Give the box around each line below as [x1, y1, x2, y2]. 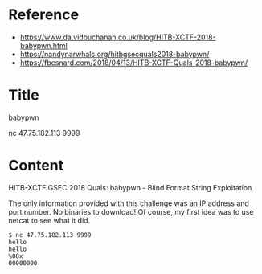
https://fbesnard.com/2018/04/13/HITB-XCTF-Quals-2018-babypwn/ [19, 58, 248, 67]
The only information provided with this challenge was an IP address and [8, 198, 249, 208]
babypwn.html [19, 40, 68, 50]
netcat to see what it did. [8, 215, 91, 225]
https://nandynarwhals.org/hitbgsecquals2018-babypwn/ [19, 49, 210, 59]
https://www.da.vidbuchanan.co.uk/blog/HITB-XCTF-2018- [19, 32, 216, 42]
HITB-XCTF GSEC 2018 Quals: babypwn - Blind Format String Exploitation [8, 182, 252, 192]
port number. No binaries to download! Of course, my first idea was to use [8, 207, 254, 216]
